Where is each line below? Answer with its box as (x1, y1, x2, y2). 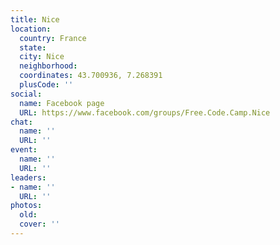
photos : (10, 201, 43, 211)
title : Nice (10, 14, 60, 25)
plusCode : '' (19, 80, 74, 90)
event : (10, 145, 38, 155)
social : (10, 89, 43, 99)
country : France (19, 33, 87, 43)
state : (19, 42, 47, 53)
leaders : (10, 172, 47, 183)
